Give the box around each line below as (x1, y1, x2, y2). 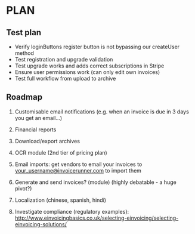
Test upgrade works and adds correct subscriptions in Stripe (14, 62, 165, 69)
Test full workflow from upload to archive (14, 75, 116, 82)
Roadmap (6, 92, 43, 102)
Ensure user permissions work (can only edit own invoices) (14, 69, 160, 75)
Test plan (6, 27, 42, 38)
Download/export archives (14, 137, 81, 144)
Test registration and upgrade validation (14, 56, 113, 63)
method (14, 50, 35, 57)
